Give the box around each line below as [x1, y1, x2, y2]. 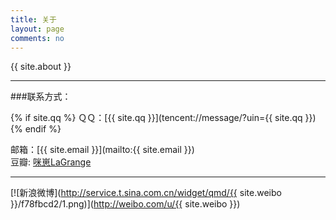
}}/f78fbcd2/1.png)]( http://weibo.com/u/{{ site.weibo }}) [10, 198, 241, 210]
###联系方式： [10, 91, 72, 103]
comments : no [10, 33, 65, 43]
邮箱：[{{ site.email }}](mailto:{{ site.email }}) [10, 144, 195, 156]
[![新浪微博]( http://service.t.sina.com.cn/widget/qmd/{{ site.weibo [10, 187, 282, 199]
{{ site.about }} [10, 61, 72, 73]
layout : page [10, 24, 65, 34]
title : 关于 [10, 14, 57, 25]
